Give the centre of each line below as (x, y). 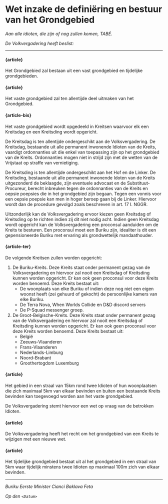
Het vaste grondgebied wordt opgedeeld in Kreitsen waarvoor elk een (77, 126)
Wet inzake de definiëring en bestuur (84, 9)
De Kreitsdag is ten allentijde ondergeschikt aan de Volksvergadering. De (80, 141)
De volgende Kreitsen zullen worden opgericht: (54, 257)
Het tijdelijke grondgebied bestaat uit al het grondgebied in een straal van (81, 461)
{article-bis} (18, 115)
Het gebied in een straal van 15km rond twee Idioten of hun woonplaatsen (81, 385)
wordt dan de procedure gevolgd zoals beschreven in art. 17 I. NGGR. (76, 204)
